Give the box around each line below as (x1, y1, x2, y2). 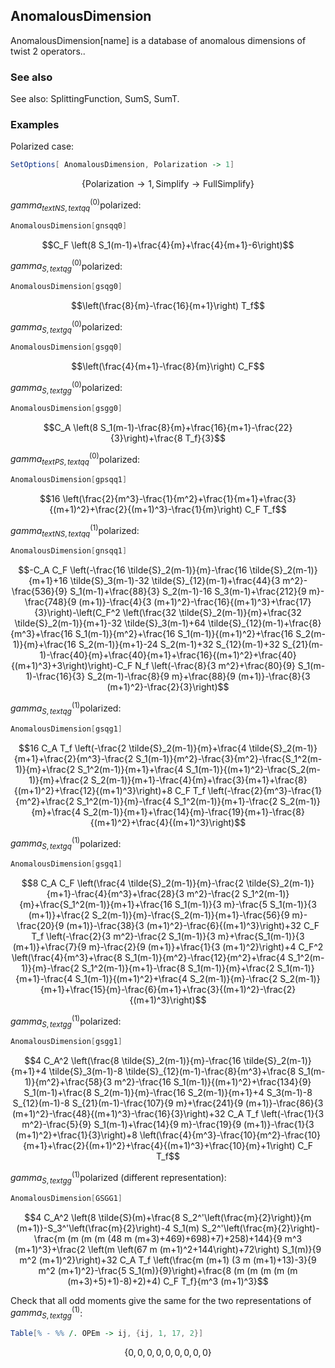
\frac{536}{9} (11, 585, 68, 598)
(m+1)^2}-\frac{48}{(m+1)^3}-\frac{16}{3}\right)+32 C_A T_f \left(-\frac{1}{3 (11, 1108, 325, 1120)
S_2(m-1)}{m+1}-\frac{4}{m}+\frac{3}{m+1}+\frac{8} (90, 774, 308, 786)
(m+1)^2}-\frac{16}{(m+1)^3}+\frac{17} (153, 596, 312, 608)
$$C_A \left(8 (43, 421, 98, 433)
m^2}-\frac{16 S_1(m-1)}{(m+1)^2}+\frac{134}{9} (114, 1076, 312, 1088)
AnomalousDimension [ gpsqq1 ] (10, 475, 128, 485)
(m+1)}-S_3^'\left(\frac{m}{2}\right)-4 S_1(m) (16, 1222, 200, 1234)
